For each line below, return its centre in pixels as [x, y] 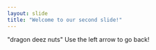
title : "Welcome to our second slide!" [65, 20]
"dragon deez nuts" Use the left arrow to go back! [78, 39]
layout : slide [28, 13]
